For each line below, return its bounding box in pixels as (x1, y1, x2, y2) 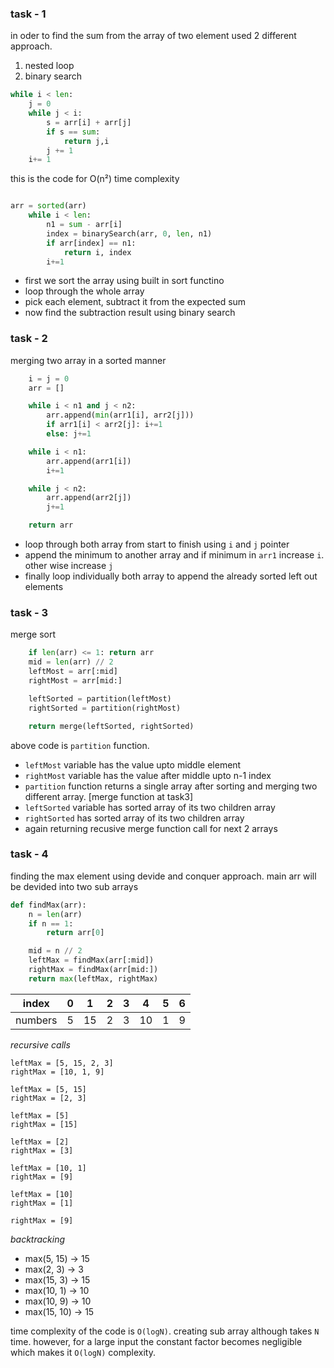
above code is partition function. (10, 739, 150, 751)
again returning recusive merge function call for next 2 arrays (24, 822, 278, 834)
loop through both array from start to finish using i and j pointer (24, 538, 290, 551)
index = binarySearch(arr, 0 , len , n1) (46, 228, 213, 239)
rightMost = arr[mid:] (28, 676, 123, 686)
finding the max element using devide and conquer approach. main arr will (10, 870, 317, 882)
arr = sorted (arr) (10, 201, 87, 211)
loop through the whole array (24, 285, 145, 297)
